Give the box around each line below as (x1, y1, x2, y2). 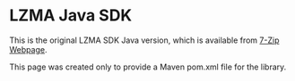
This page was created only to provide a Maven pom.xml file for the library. (9, 61, 287, 72)
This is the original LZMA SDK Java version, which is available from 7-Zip (9, 35, 280, 45)
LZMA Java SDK (9, 5, 133, 26)
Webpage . (9, 44, 48, 54)
